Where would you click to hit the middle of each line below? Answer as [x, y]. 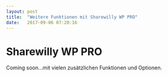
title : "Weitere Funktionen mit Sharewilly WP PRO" [72, 17]
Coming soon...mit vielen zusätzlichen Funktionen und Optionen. [84, 68]
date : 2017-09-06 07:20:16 [42, 22]
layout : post [22, 11]
